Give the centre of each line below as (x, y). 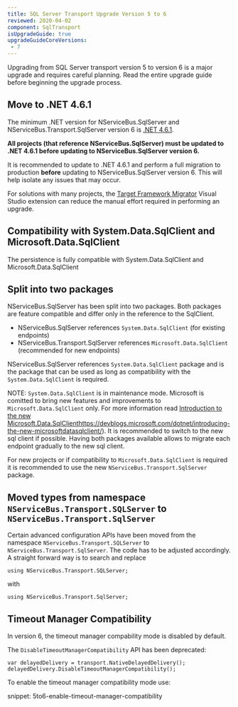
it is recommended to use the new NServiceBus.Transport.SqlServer (107, 468)
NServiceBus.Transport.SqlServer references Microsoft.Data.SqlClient (123, 343)
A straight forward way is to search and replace (77, 558)
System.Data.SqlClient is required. (58, 379)
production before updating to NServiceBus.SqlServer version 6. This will (115, 172)
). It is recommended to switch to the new (163, 431)
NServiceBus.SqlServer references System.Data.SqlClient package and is (116, 365)
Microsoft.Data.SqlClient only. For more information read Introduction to (115, 408)
